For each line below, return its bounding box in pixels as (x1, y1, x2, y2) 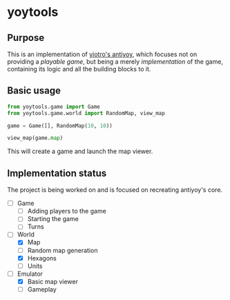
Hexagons (27, 254, 57, 262)
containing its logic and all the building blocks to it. (7, 65, 151, 73)
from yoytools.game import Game (7, 103, 100, 110)
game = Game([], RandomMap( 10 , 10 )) (7, 122, 113, 129)
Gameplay (27, 285, 57, 293)
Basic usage (7, 85, 61, 97)
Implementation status (7, 167, 107, 179)
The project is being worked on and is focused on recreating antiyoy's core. (7, 186, 223, 194)
